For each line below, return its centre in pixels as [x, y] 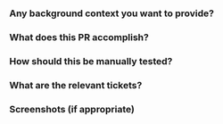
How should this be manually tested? [91, 61]
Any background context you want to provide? [111, 13]
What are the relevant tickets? [76, 85]
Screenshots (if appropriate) [72, 109]
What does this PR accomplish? [79, 37]
